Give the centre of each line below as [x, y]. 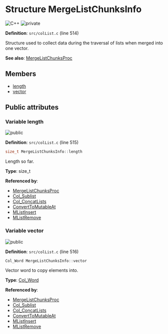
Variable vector [25, 231]
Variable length [25, 122]
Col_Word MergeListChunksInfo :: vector [46, 261]
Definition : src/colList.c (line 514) [42, 33]
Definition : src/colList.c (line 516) [42, 252]
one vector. [17, 48]
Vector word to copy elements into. [42, 270]
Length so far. [20, 161]
